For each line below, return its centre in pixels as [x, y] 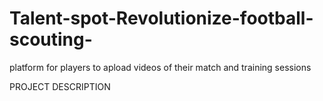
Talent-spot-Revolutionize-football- [161, 18]
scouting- [51, 39]
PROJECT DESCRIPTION [60, 86]
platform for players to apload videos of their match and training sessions [160, 67]
